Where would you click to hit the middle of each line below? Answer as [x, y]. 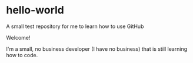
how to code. [22, 55]
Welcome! [18, 37]
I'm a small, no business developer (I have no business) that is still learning [97, 49]
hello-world [35, 10]
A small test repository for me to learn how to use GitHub [75, 26]
